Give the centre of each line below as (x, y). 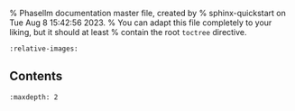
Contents (36, 76)
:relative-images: (44, 49)
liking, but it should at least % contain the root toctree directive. (128, 32)
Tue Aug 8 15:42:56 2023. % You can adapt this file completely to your (141, 23)
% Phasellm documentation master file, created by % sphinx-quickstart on (148, 13)
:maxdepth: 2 (34, 97)
